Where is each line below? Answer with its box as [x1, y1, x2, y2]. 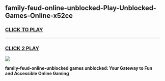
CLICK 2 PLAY [5, 45, 39, 52]
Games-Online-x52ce [5, 12, 73, 20]
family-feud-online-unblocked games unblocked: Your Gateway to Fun [5, 65, 153, 71]
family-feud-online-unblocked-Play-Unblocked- [5, 4, 157, 12]
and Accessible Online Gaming [5, 70, 69, 76]
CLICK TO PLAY [5, 27, 43, 33]
